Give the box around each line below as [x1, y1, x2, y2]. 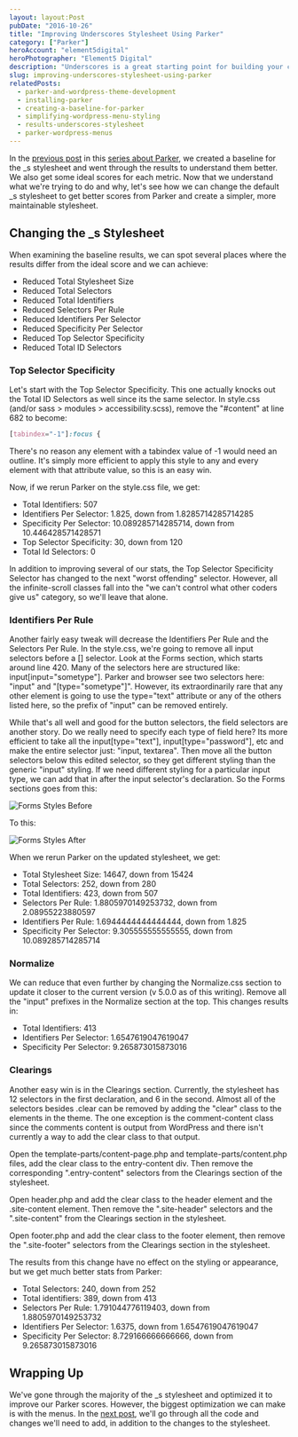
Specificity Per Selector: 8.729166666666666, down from [21, 1330, 233, 1341]
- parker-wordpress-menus [17, 129, 114, 138]
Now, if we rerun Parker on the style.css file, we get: [9, 481, 200, 493]
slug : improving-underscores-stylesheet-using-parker [9, 71, 213, 80]
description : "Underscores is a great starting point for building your [9, 63, 284, 72]
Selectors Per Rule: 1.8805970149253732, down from [21, 897, 217, 908]
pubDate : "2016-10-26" [9, 21, 93, 30]
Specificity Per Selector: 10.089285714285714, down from [21, 517, 235, 528]
